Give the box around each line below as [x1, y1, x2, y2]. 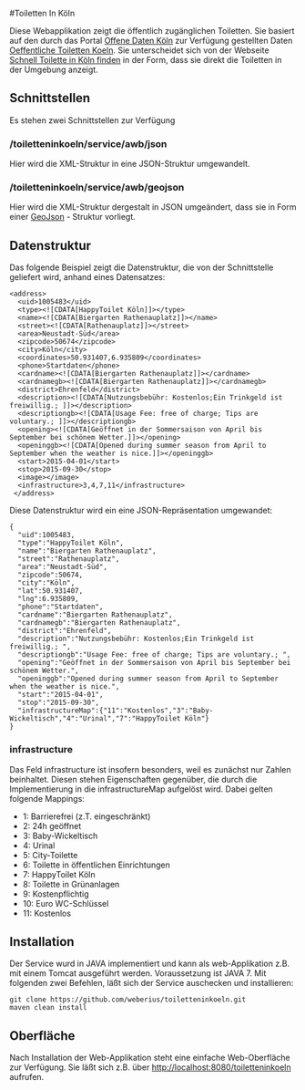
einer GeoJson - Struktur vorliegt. [9, 212, 137, 223]
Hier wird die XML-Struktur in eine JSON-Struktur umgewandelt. [9, 159, 250, 170]
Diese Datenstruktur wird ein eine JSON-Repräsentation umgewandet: [9, 505, 273, 516]
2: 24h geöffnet [22, 820, 82, 831]
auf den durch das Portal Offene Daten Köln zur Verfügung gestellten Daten [9, 36, 293, 46]
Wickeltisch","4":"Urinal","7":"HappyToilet [9, 714, 181, 723]
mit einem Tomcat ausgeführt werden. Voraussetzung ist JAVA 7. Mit [9, 968, 267, 979]
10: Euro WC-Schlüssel [22, 898, 109, 908]
